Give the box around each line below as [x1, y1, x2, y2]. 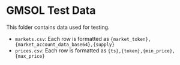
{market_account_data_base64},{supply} [14, 42, 115, 48]
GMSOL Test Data [6, 4, 96, 17]
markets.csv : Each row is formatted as [14, 35, 110, 42]
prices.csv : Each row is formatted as [14, 46, 107, 54]
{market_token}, [110, 36, 151, 42]
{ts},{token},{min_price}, [107, 48, 175, 54]
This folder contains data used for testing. [6, 23, 110, 31]
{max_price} [14, 53, 45, 59]
